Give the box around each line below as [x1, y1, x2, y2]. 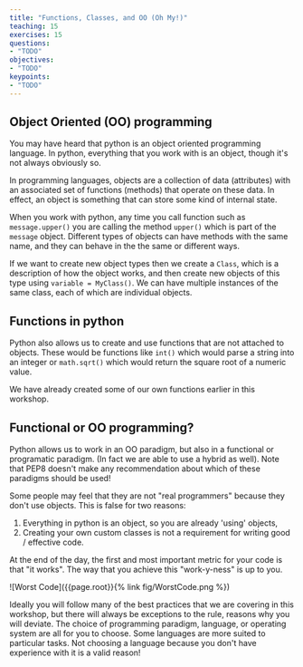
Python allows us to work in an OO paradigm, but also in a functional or [9, 444, 274, 455]
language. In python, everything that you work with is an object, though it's [9, 148, 289, 159]
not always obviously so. [9, 158, 101, 169]
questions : [9, 38, 51, 48]
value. [9, 366, 33, 377]
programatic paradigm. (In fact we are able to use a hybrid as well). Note [9, 454, 280, 465]
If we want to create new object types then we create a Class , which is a [9, 258, 279, 269]
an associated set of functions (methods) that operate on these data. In [9, 185, 275, 196]
